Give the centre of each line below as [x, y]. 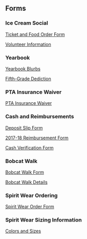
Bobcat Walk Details [26, 182]
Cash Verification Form [29, 148]
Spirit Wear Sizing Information [43, 220]
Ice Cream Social [27, 23]
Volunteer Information [28, 44]
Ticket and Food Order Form [35, 34]
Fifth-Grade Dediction [28, 79]
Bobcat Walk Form [25, 172]
